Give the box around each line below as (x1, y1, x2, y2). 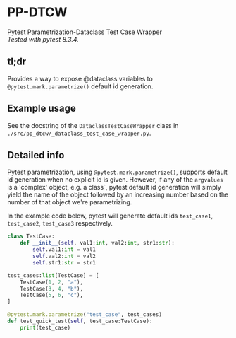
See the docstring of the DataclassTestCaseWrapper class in (7, 121, 179, 129)
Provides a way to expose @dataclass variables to (7, 74, 153, 83)
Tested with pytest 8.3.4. (7, 35, 79, 43)
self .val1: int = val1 (32, 246, 97, 253)
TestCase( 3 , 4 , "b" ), (20, 285, 83, 292)
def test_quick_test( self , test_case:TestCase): (7, 317, 153, 325)
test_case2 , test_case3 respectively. (7, 219, 113, 228)
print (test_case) (20, 324, 71, 331)
